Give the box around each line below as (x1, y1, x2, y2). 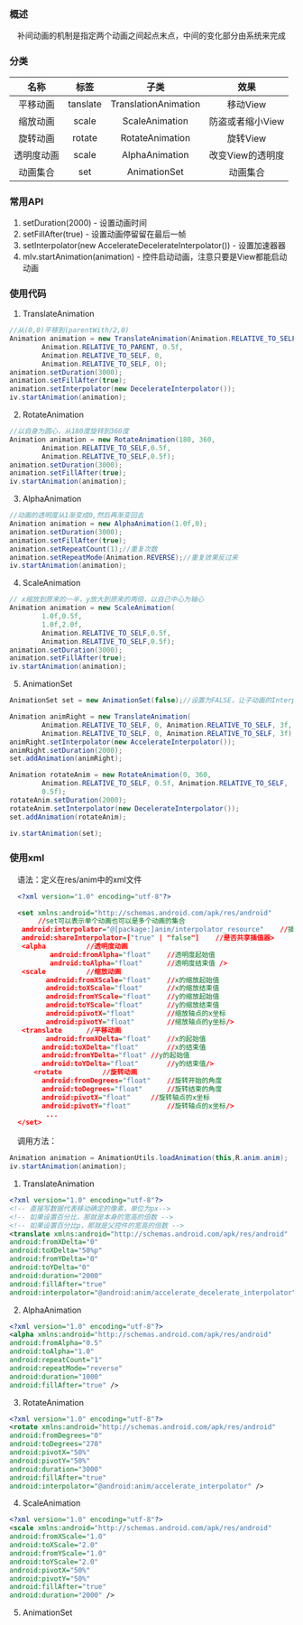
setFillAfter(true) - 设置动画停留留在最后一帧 (22, 228, 187, 239)
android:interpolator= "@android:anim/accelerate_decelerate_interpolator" (9, 1288, 297, 1297)
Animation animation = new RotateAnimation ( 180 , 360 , (9, 435, 216, 444)
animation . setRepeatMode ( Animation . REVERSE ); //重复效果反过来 (9, 552, 239, 562)
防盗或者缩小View (208, 115, 285, 127)
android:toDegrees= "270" (9, 1440, 103, 1449)
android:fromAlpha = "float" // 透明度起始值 (49, 950, 216, 959)
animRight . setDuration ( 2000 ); (9, 746, 124, 755)
